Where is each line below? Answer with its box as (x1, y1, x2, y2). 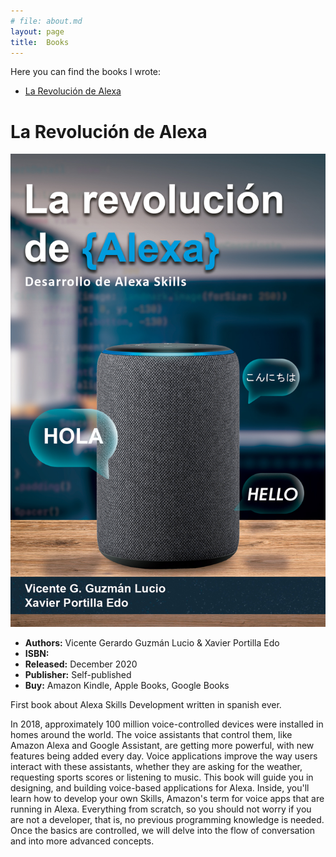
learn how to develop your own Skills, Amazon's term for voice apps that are (10, 793, 325, 805)
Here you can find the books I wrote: (10, 66, 162, 78)
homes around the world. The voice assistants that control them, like (10, 729, 293, 741)
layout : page (10, 26, 65, 37)
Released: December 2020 (24, 658, 138, 670)
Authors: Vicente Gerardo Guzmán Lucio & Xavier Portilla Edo (24, 637, 280, 649)
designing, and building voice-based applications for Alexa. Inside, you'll (10, 782, 310, 794)
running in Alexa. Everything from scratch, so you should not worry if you (10, 803, 312, 815)
